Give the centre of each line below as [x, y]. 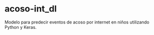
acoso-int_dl [31, 9]
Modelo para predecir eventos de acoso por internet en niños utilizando [77, 22]
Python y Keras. [21, 27]
